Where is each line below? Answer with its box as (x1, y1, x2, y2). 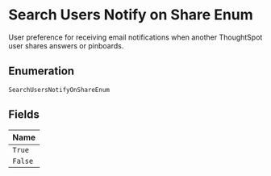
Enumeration (8, 65, 75, 78)
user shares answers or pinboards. (8, 40, 124, 50)
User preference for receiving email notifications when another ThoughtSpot (8, 32, 263, 42)
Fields (8, 107, 40, 122)
